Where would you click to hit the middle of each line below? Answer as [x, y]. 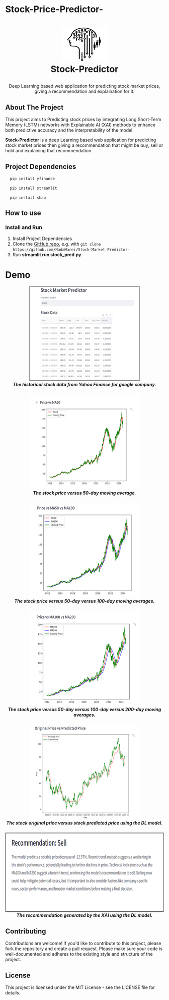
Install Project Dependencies [42, 239]
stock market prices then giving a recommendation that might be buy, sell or [84, 145]
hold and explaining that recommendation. [49, 151]
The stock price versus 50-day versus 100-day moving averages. [84, 601]
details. [13, 992]
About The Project [34, 107]
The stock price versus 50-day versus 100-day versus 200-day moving [84, 709]
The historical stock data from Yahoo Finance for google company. [84, 385]
